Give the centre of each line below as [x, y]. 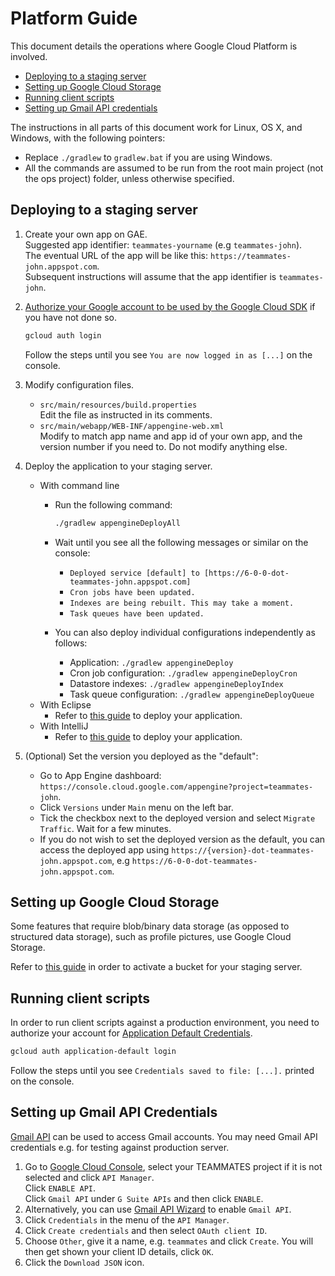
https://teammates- [250, 256]
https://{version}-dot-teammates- [243, 850]
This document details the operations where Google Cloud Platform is [154, 46]
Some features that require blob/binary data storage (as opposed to [150, 926]
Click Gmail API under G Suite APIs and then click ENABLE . [144, 1198]
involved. [29, 56]
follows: [71, 643]
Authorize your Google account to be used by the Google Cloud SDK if [170, 306]
